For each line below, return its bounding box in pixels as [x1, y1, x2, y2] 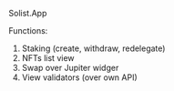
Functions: [8, 25, 48, 35]
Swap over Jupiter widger [21, 63, 119, 73]
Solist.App [8, 8, 47, 18]
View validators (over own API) [21, 72, 138, 83]
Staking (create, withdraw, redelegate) [21, 43, 166, 54]
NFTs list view [21, 53, 75, 63]
